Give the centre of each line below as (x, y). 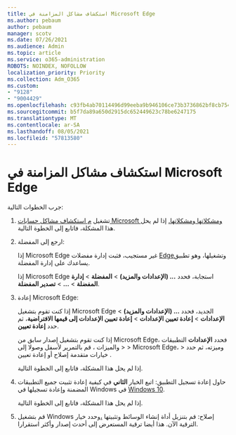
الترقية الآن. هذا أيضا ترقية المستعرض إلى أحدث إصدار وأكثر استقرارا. (108, 424)
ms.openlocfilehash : (38, 105)
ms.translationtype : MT (42, 118)
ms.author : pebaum (34, 20)
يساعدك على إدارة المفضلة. (53, 263)
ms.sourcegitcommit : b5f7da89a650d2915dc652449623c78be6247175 (102, 112)
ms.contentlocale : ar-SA (44, 125)
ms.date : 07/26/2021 (38, 40)
